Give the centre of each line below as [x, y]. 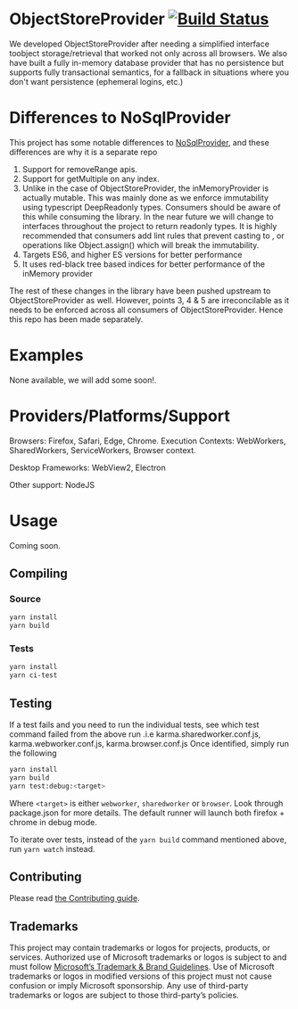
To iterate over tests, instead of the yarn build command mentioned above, [148, 839]
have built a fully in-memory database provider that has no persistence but [147, 62]
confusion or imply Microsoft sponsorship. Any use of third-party [129, 986]
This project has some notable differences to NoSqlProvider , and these [139, 142]
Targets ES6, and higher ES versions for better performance [132, 254]
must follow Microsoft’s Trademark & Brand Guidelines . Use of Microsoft [142, 967]
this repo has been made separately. [76, 319]
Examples [46, 356]
